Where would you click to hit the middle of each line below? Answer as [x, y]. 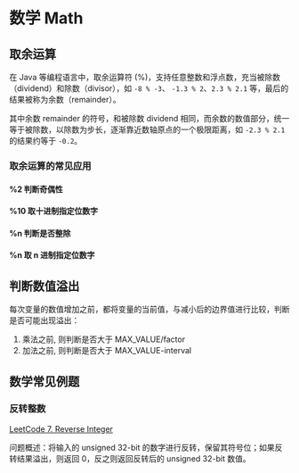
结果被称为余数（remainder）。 [65, 100]
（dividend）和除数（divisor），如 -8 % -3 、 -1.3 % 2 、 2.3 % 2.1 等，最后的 [149, 88]
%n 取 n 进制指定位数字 [52, 255]
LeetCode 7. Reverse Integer [61, 428]
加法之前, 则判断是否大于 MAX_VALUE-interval [107, 351]
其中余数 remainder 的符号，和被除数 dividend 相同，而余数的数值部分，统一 [149, 118]
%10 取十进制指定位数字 [54, 212]
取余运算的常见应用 [50, 166]
